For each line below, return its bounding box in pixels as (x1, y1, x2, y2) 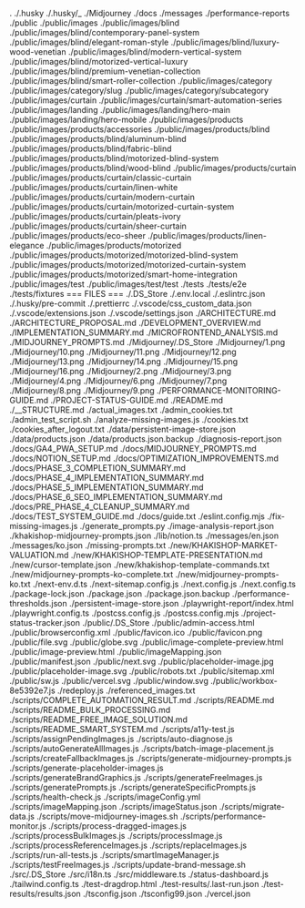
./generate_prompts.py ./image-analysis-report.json (79, 521, 275, 531)
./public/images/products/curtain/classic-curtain (9, 172, 192, 183)
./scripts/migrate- (219, 801, 285, 811)
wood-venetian (9, 46, 66, 57)
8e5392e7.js (9, 685, 56, 696)
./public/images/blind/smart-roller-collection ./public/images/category (9, 76, 273, 86)
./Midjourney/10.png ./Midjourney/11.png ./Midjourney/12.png (9, 346, 237, 357)
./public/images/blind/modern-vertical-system (67, 46, 242, 57)
